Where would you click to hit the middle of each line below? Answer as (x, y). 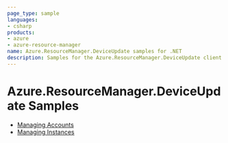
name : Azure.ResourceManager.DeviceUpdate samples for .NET (95, 52)
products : (21, 32)
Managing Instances (46, 132)
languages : (23, 20)
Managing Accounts (45, 125)
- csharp (20, 26)
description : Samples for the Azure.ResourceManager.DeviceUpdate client (115, 58)
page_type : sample (33, 13)
